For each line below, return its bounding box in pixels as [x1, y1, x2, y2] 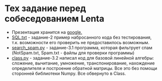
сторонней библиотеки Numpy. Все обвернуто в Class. [11, 70, 126, 76]
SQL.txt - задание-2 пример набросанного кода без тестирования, [11, 34, 152, 40]
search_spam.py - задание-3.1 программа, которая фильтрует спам [11, 45, 153, 50]
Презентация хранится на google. [11, 29, 83, 35]
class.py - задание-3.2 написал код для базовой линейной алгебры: [11, 55, 154, 61]
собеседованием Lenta [4, 13, 105, 24]
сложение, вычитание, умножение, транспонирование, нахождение [11, 60, 155, 66]
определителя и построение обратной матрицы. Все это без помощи [11, 65, 158, 71]
